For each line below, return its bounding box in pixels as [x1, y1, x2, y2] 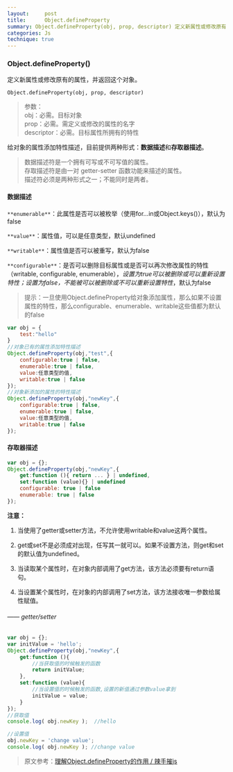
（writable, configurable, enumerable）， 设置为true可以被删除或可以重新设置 [7, 269, 225, 278]
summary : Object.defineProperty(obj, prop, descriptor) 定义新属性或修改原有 [7, 23, 227, 30]
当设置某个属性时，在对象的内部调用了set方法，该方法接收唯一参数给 [17, 587, 215, 596]
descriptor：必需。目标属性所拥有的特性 [24, 128, 139, 137]
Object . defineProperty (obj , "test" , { [7, 350, 113, 358]
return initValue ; [32, 666, 85, 673]
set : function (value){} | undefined [19, 478, 126, 486]
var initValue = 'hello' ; [7, 640, 82, 648]
